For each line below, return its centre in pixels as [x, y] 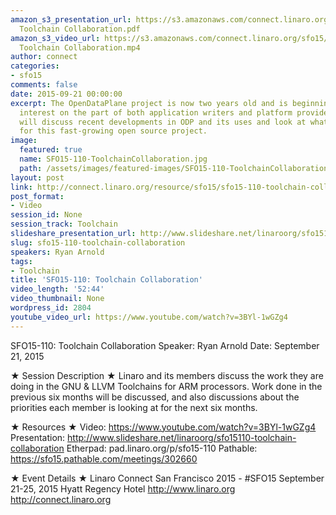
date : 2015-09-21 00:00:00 [66, 94]
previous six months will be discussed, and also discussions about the [155, 397]
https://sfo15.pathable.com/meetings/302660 [104, 458]
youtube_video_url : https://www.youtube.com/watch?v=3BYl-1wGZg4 [149, 317]
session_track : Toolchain [64, 224]
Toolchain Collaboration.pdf [80, 29]
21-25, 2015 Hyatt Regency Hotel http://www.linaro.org [123, 488]
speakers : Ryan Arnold [57, 252]
